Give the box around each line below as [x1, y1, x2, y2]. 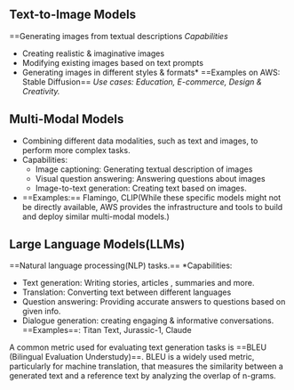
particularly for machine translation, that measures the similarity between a [9, 361, 284, 372]
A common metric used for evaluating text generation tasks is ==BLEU [9, 342, 267, 353]
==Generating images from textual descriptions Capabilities [9, 30, 228, 41]
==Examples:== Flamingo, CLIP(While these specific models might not [21, 191, 282, 203]
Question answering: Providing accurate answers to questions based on [21, 297, 286, 307]
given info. [21, 306, 61, 317]
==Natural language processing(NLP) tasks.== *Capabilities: [9, 260, 233, 271]
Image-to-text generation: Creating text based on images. [35, 183, 247, 193]
